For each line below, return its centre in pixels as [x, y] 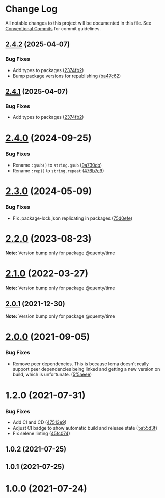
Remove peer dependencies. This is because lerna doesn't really [81, 364]
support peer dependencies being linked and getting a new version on [86, 369]
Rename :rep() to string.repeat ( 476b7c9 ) [58, 170]
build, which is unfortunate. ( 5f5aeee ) [52, 375]
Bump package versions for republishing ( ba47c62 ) [67, 76]
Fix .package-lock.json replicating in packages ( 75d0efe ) [73, 218]
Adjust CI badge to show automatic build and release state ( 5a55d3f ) [85, 428]
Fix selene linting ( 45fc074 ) [41, 433]
